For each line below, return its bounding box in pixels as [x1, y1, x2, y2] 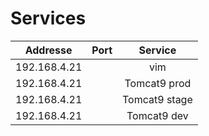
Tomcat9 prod [124, 76, 192, 90]
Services [10, 7, 87, 30]
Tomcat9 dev [126, 108, 189, 122]
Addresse [24, 43, 73, 57]
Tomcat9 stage [122, 92, 193, 106]
